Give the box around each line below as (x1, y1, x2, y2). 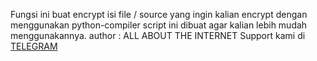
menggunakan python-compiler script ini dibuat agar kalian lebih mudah (10, 19, 308, 31)
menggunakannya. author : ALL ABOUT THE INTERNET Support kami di (10, 30, 306, 41)
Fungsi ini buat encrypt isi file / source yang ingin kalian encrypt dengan (10, 9, 308, 20)
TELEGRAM (10, 40, 58, 52)
